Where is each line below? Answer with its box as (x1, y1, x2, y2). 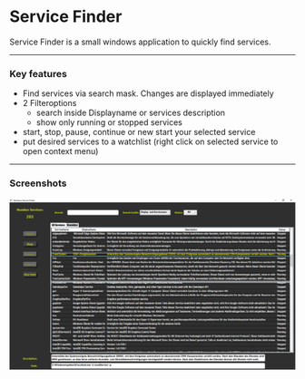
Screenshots (9, 177, 67, 189)
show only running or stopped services (35, 117, 183, 128)
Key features (9, 67, 68, 80)
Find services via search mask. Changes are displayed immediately (22, 88, 274, 99)
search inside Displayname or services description (35, 107, 225, 119)
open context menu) (22, 146, 99, 157)
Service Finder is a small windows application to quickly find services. (9, 36, 271, 47)
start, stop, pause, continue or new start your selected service (22, 127, 256, 138)
